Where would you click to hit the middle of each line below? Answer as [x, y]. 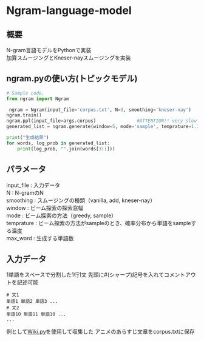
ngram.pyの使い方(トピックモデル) [72, 79]
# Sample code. [25, 93]
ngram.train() [24, 115]
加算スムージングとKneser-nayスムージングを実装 [69, 58]
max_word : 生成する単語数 [40, 238]
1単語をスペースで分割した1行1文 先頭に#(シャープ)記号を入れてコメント [96, 275]
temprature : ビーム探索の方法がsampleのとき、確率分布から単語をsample [99, 223]
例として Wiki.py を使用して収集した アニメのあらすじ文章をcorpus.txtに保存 [101, 332]
